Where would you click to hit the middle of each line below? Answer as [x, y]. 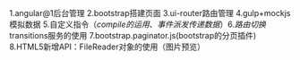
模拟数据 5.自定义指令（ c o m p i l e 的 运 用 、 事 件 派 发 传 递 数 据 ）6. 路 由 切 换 [138, 24]
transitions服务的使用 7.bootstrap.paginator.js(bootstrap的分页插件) [133, 35]
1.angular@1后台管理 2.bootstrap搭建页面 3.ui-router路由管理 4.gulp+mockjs [150, 13]
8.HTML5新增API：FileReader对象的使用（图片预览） [107, 47]
